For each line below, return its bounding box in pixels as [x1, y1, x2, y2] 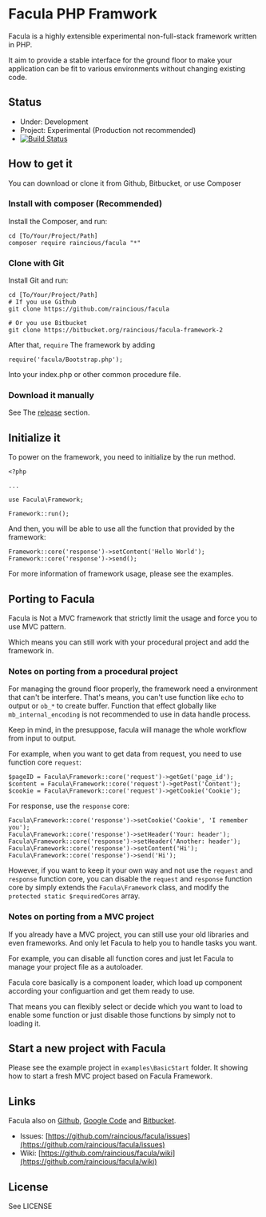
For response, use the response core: [8, 801, 130, 811]
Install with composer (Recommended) [8, 198, 162, 209]
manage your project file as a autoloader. [8, 962, 144, 971]
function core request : [8, 757, 82, 767]
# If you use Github [8, 298, 77, 307]
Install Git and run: [8, 275, 69, 285]
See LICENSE [8, 1202, 53, 1211]
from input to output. [8, 733, 77, 743]
